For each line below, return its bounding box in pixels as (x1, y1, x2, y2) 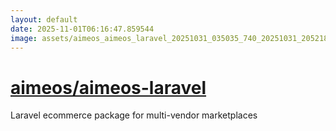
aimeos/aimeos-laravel (10, 76, 207, 99)
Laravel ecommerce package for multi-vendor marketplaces (10, 109, 258, 121)
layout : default (10, 14, 78, 25)
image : (10, 33, 38, 43)
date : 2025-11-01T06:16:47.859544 (10, 24, 155, 34)
